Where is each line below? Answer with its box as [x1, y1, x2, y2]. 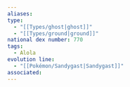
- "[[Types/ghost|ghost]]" [13, 23, 93, 30]
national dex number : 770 [7, 36, 83, 43]
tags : [7, 43, 23, 50]
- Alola [13, 50, 37, 57]
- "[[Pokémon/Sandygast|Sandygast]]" [13, 62, 124, 69]
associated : [7, 69, 42, 76]
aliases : [7, 10, 33, 18]
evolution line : [7, 56, 55, 63]
